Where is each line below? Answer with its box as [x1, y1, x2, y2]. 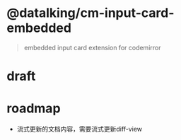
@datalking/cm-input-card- [6, 5, 175, 21]
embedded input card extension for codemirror [23, 43, 161, 52]
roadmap [6, 100, 61, 117]
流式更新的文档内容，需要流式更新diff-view [16, 125, 143, 134]
